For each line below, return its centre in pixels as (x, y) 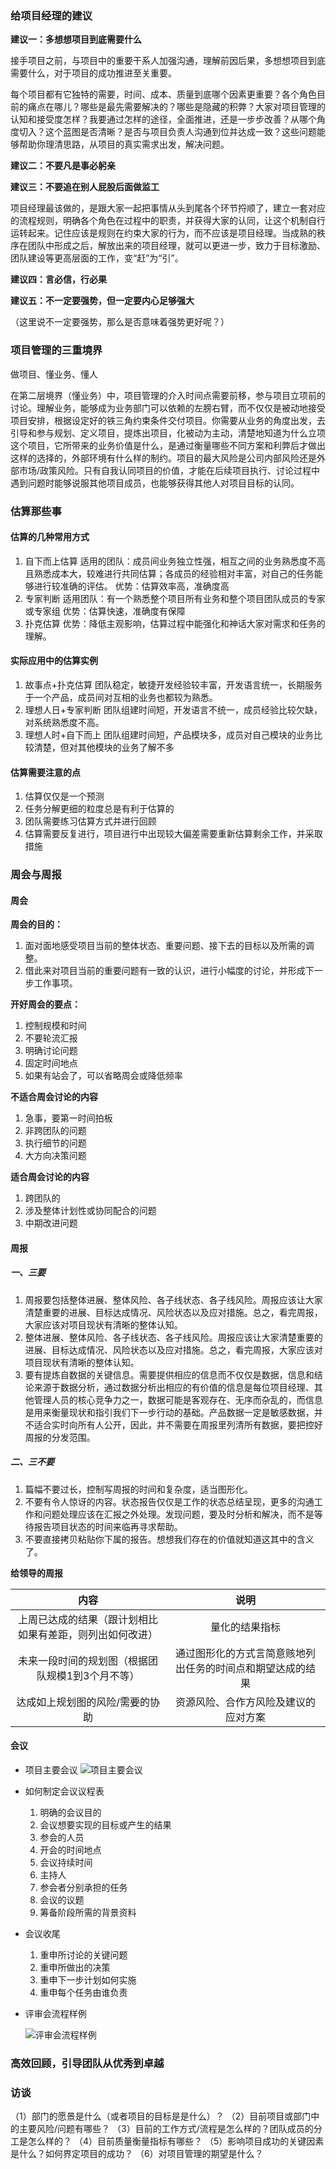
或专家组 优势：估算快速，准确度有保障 (105, 611)
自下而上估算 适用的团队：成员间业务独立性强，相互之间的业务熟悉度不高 (175, 561)
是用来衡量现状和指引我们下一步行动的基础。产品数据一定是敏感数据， (169, 1412)
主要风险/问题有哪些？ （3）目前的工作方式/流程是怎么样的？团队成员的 (166, 2129)
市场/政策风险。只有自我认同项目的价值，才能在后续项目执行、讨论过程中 (169, 470)
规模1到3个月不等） (93, 1675)
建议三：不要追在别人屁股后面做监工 (85, 187)
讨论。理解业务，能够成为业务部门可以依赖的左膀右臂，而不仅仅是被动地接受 (168, 408)
